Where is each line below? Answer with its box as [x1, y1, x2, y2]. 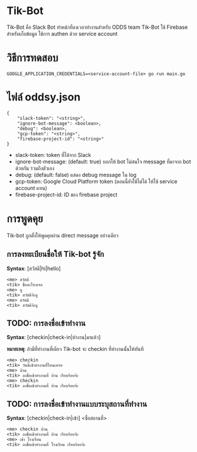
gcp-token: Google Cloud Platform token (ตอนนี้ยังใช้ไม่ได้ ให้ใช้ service [15, 178, 178, 185]
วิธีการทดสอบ [6, 51, 58, 65]
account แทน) [15, 184, 47, 192]
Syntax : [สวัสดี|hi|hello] [6, 264, 61, 272]
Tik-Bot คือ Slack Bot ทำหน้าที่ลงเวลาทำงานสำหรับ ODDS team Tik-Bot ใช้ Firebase [6, 24, 188, 31]
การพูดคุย [6, 212, 43, 225]
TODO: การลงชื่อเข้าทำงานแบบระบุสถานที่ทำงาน [6, 399, 147, 409]
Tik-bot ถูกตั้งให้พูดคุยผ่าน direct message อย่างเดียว [6, 232, 119, 239]
